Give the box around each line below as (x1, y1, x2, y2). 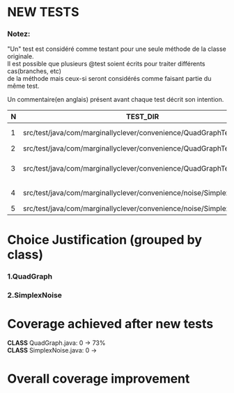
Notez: (7, 29, 31, 39)
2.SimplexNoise (7, 290, 63, 300)
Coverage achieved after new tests (7, 316, 214, 332)
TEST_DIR (126, 112, 159, 122)
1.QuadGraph (7, 271, 53, 281)
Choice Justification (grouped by (7, 231, 203, 247)
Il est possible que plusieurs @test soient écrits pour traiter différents (7, 60, 205, 68)
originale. (7, 52, 34, 61)
